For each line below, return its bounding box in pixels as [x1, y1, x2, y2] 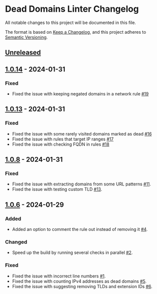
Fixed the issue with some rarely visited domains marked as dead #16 [12, 131, 152, 136]
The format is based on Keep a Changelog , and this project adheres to [5, 29, 146, 35]
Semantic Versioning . [5, 34, 48, 40]
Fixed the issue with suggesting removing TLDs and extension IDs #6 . [12, 283, 153, 289]
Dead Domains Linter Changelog [5, 3, 139, 15]
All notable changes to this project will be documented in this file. [5, 20, 137, 25]
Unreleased [5, 48, 41, 57]
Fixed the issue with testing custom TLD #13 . [12, 186, 102, 192]
